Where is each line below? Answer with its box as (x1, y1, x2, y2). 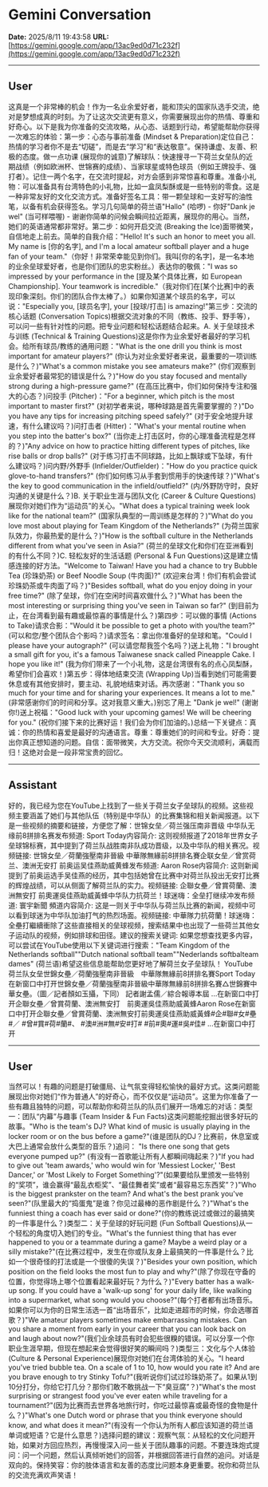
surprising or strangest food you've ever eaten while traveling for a (8, 1391, 228, 1401)
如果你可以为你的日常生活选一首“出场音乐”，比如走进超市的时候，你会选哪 (8, 1305, 253, 1315)
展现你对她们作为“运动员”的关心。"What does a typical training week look (8, 500, 250, 510)
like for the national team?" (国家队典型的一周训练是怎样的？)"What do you (8, 511, 254, 520)
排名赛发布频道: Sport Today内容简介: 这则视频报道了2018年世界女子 (33, 830, 258, 840)
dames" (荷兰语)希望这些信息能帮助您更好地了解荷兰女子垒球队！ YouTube (8, 959, 254, 968)
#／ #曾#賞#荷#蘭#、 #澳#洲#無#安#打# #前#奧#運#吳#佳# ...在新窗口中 (8, 1018, 249, 1028)
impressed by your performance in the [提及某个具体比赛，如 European (8, 271, 242, 281)
